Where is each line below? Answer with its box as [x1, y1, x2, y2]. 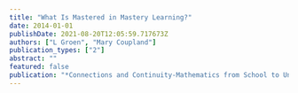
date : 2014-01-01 [9, 21, 74, 30]
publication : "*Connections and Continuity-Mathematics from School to [9, 71, 279, 80]
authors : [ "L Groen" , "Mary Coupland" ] [9, 37, 157, 47]
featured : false [9, 63, 69, 72]
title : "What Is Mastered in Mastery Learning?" [9, 12, 192, 22]
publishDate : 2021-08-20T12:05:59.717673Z [9, 29, 169, 38]
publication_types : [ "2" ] [9, 46, 105, 55]
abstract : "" [9, 54, 58, 63]
